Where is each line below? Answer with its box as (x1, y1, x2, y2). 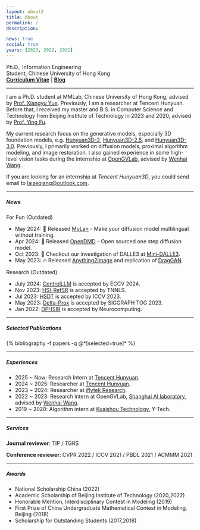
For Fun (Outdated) (6, 214, 53, 221)
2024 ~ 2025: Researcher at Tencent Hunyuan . (14, 380, 131, 387)
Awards (6, 471, 26, 478)
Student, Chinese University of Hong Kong (6, 70, 110, 77)
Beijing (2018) (14, 510, 49, 518)
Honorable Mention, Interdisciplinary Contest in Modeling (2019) (14, 498, 173, 505)
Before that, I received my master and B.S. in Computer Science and (6, 105, 174, 113)
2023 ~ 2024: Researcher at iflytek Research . (14, 386, 127, 393)
